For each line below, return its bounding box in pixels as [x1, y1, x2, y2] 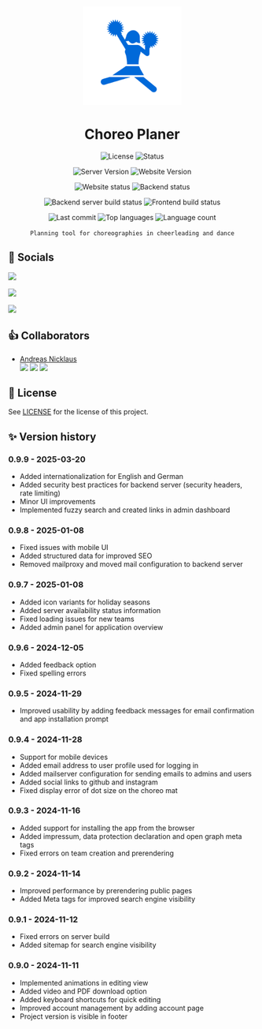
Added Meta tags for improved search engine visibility [19, 894, 196, 904]
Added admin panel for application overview [19, 622, 164, 632]
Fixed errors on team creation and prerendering [19, 848, 175, 858]
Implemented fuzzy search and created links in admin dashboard [19, 505, 231, 514]
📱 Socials [8, 251, 55, 264]
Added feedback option [19, 660, 97, 669]
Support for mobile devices [19, 752, 109, 761]
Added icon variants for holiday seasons [19, 597, 151, 607]
